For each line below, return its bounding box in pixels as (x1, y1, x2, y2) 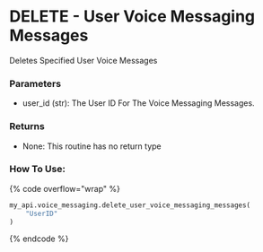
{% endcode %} (9, 233, 69, 244)
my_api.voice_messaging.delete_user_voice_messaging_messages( (9, 200, 251, 210)
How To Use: (9, 163, 66, 176)
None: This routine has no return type (22, 141, 162, 152)
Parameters (9, 77, 61, 90)
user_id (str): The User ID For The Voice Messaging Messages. (22, 98, 255, 109)
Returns (9, 120, 45, 133)
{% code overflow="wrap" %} (9, 183, 121, 194)
